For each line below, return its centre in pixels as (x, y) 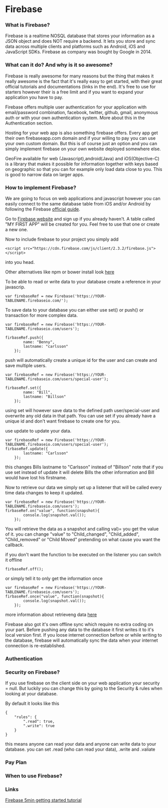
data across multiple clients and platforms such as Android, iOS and (75, 47)
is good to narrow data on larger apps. (45, 174)
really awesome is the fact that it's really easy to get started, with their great (84, 81)
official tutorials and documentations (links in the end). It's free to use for (80, 86)
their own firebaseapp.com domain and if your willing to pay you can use (80, 138)
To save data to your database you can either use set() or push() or (74, 310)
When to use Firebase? (34, 776)
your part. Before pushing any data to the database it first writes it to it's (79, 630)
